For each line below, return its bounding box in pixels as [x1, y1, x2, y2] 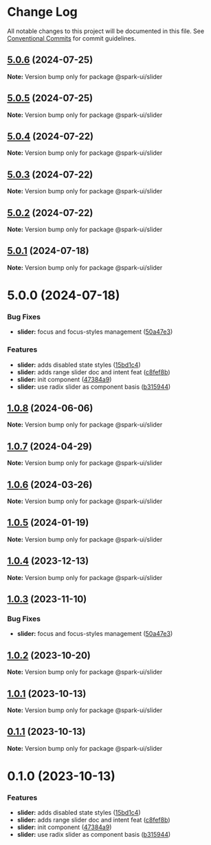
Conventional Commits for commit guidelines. [7, 34, 136, 42]
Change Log [7, 4, 78, 20]
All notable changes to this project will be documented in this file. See [7, 27, 205, 35]
